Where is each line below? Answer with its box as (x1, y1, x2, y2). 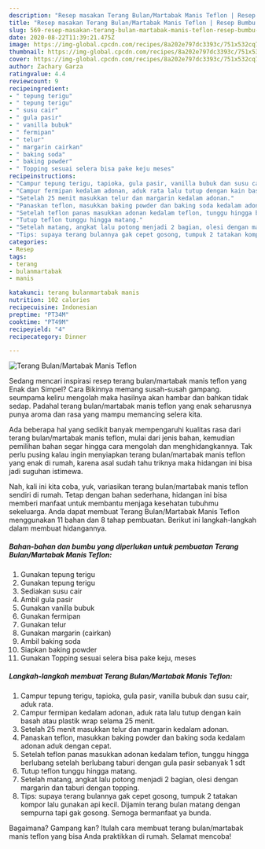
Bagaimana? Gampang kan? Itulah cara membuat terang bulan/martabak (9, 823, 244, 833)
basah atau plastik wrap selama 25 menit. (20, 716, 156, 726)
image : (9, 41, 31, 49)
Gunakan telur (20, 620, 66, 630)
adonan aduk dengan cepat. (20, 741, 112, 751)
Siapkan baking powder (20, 645, 98, 655)
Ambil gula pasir (20, 595, 73, 605)
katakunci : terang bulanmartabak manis (9, 289, 140, 297)
